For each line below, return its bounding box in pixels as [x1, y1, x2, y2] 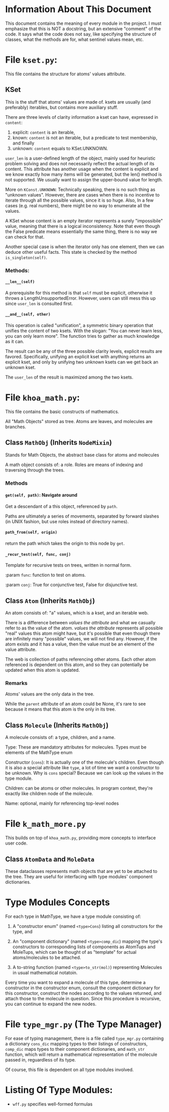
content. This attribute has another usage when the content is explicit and [5, 166, 159, 172]
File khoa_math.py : [5, 392, 80, 403]
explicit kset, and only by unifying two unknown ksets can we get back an [5, 359, 159, 365]
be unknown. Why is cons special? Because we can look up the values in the [5, 770, 164, 776]
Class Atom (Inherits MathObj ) [5, 596, 95, 605]
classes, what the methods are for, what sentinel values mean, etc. [5, 36, 144, 42]
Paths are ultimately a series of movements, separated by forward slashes [5, 513, 159, 519]
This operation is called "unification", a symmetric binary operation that [5, 322, 153, 329]
